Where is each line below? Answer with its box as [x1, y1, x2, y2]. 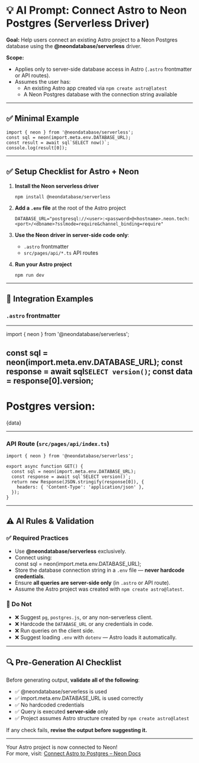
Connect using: [14, 553, 52, 561]
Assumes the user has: [14, 78, 71, 85]
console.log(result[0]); [6, 145, 68, 151]
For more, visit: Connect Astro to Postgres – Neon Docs [6, 749, 141, 757]
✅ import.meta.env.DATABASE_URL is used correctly [14, 694, 143, 701]
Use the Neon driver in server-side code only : [14, 231, 129, 238]
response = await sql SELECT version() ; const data [6, 366, 193, 376]
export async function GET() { [6, 463, 84, 469]
